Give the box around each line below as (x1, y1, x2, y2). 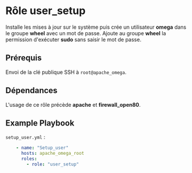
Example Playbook (5, 118, 74, 128)
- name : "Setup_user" (16, 145, 68, 151)
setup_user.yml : (5, 134, 46, 141)
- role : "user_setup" (26, 161, 80, 167)
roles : (20, 156, 37, 162)
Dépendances (5, 86, 58, 96)
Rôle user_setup (5, 4, 86, 18)
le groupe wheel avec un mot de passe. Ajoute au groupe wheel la (5, 29, 166, 36)
